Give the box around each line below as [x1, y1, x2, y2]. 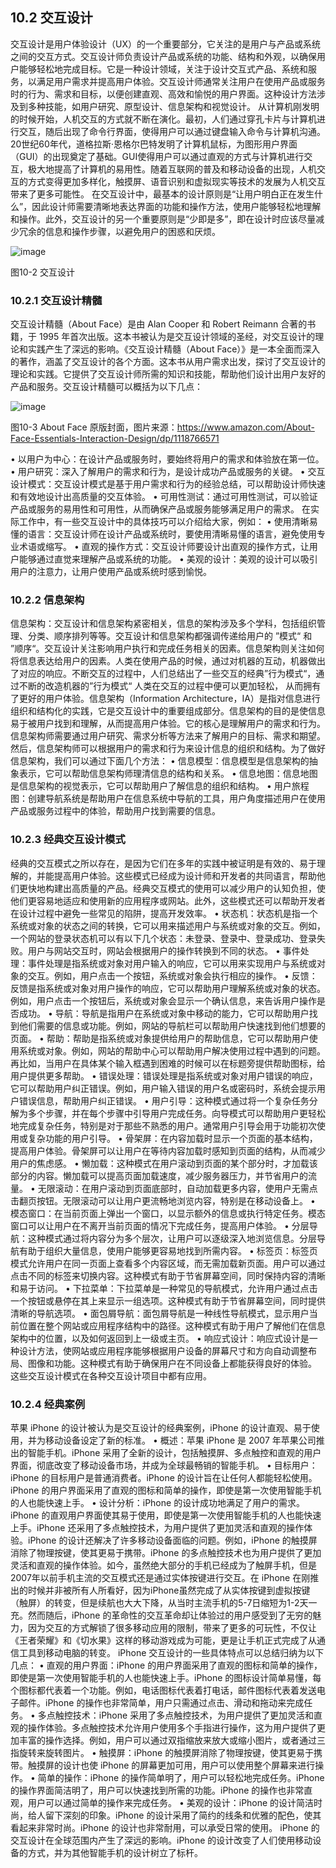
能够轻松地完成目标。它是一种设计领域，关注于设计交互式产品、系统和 [18, 63, 308, 75]
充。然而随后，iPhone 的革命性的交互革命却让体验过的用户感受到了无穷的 [10, 1609, 313, 1621]
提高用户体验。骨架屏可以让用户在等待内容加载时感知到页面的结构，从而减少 [10, 1144, 326, 1157]
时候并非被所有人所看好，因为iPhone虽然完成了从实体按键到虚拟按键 [27, 1584, 311, 1596]
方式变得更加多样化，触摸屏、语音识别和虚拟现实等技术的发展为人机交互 [27, 175, 326, 187]
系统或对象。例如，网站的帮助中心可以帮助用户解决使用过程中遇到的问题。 [18, 1044, 326, 1057]
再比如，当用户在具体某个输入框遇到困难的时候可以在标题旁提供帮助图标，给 [10, 1057, 326, 1069]
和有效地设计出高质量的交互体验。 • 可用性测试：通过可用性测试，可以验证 [10, 491, 318, 503]
